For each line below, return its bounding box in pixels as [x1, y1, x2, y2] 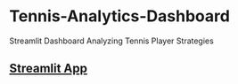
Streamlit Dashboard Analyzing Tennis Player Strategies [9, 35, 214, 46]
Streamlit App [9, 61, 87, 76]
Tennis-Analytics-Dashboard [9, 6, 230, 27]
